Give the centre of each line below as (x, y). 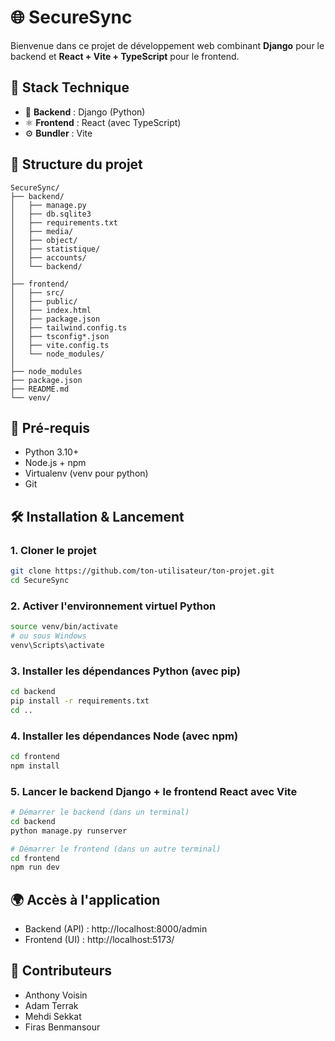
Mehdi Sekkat (53, 1016)
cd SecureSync (40, 580)
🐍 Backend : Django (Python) (85, 112)
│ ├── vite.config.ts (60, 345)
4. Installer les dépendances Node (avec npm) (124, 736)
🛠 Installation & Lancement (97, 516)
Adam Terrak (51, 1005)
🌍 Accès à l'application (85, 899)
